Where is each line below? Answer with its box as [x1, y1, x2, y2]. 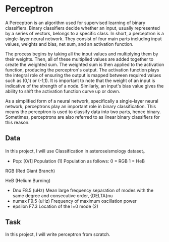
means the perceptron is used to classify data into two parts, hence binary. [5, 109, 161, 115]
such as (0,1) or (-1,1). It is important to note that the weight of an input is [5, 77, 155, 84]
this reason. [5, 119, 30, 125]
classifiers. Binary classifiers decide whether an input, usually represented [5, 25, 160, 31]
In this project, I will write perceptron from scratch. [5, 231, 110, 237]
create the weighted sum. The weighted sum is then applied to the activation [5, 61, 164, 67]
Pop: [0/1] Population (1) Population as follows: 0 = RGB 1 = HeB [12, 158, 145, 164]
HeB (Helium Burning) [5, 177, 51, 184]
